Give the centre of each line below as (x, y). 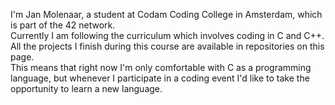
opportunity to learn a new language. (86, 88)
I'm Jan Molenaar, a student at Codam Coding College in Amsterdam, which (166, 14)
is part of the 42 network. (63, 25)
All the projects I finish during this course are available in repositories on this (167, 46)
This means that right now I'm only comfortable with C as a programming (161, 67)
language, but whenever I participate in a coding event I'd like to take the (160, 78)
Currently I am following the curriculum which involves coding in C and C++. (167, 35)
